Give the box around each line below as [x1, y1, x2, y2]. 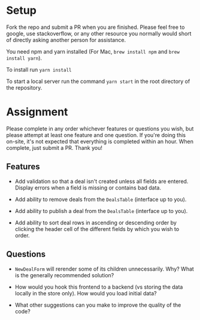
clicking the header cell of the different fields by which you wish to [14, 225, 180, 232]
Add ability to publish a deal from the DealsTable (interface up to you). [14, 207, 188, 214]
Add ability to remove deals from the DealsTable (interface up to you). [14, 195, 187, 203]
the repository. [6, 84, 43, 91]
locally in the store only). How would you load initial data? [14, 289, 157, 297]
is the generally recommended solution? [14, 271, 114, 278]
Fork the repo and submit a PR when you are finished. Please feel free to [6, 23, 185, 31]
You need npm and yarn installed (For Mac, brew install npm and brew [6, 48, 180, 55]
